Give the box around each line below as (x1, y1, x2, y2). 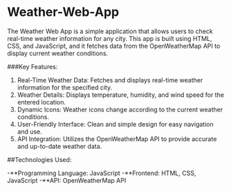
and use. (17, 127, 43, 136)
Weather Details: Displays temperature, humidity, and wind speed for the (17, 91, 225, 99)
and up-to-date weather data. (17, 142, 102, 150)
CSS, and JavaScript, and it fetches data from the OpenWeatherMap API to (7, 42, 221, 50)
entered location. (17, 98, 66, 106)
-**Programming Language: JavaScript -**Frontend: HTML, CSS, (7, 169, 196, 177)
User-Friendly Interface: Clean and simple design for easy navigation (17, 120, 214, 128)
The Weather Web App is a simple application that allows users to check (7, 27, 213, 35)
